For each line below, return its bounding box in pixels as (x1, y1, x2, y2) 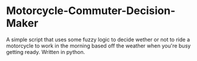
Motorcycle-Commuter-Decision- (6, 4, 176, 18)
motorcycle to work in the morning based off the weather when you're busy (6, 42, 191, 49)
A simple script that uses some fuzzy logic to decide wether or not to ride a (6, 36, 190, 43)
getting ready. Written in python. (6, 48, 85, 55)
